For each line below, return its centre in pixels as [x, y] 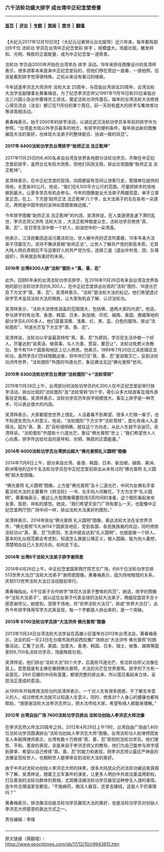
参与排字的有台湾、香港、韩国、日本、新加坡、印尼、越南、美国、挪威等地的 [82, 315]
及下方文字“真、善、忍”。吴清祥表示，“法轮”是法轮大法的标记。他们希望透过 [82, 292]
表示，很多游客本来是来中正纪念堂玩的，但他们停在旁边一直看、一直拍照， [80, 70]
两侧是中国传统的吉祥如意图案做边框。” [52, 205]
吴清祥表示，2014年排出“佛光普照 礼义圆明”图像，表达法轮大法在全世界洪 [79, 520]
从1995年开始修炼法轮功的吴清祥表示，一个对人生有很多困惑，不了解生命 [78, 691]
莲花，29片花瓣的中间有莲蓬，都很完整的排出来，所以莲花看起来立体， [80, 674]
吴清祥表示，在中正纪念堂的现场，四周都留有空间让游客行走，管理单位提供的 [82, 180]
